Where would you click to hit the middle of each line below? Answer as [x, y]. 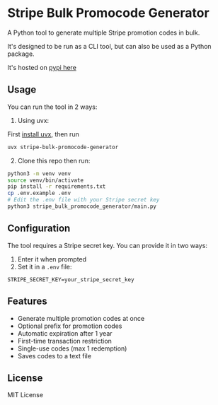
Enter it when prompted [52, 259]
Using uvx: [33, 120]
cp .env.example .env [39, 193]
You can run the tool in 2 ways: [52, 107]
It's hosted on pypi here [42, 67]
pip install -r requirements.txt [57, 187]
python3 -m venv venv [39, 174]
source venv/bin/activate [45, 180]
